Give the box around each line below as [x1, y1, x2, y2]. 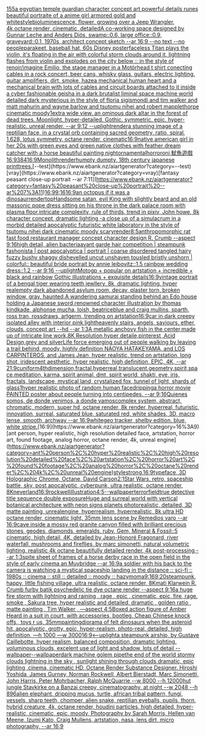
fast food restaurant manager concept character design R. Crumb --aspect [6, 234, 196, 241]
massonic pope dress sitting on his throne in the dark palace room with [6, 202, 186, 209]
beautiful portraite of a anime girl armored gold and [6, 12, 136, 19]
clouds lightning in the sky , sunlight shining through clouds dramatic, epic [6, 658, 194, 664]
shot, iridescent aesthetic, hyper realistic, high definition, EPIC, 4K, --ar [6, 358, 187, 365]
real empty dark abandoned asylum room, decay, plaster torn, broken [6, 286, 180, 294]
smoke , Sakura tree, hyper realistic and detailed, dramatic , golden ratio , [6, 599, 192, 606]
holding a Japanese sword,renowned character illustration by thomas [6, 300, 181, 306]
